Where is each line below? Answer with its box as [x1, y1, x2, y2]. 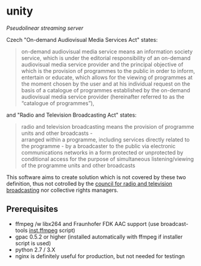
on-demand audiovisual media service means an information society [21, 47, 193, 55]
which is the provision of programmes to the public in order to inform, [21, 67, 196, 74]
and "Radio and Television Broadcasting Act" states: [6, 111, 137, 118]
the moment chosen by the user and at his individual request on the [21, 80, 190, 87]
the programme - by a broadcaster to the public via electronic [21, 142, 176, 149]
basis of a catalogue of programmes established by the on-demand [21, 86, 190, 94]
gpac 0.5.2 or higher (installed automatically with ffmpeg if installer [15, 233, 183, 240]
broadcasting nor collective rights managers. [6, 186, 118, 194]
